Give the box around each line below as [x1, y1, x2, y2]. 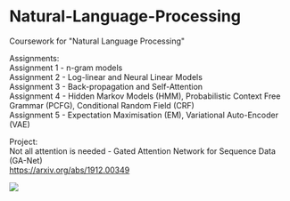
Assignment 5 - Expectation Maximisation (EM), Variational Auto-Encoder [9, 109, 279, 120]
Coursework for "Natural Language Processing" [9, 36, 186, 46]
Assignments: [9, 52, 60, 63]
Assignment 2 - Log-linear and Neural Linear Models [9, 71, 203, 82]
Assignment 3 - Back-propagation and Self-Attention [9, 81, 203, 92]
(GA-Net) [9, 155, 43, 165]
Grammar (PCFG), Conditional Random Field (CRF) [9, 100, 195, 110]
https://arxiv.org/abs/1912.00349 [9, 165, 130, 175]
